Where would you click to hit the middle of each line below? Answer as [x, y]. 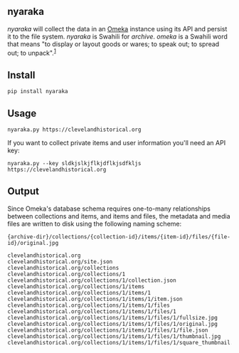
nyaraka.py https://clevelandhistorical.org [74, 130]
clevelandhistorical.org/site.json [60, 262]
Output [23, 191]
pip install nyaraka [38, 92]
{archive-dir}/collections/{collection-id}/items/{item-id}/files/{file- [119, 237]
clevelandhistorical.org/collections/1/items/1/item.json [95, 299]
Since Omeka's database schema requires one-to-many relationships [109, 209]
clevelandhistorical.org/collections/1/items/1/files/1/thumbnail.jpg [114, 336]
